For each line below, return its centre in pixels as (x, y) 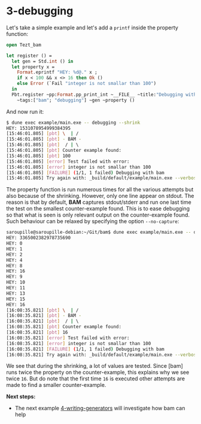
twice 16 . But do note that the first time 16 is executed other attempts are (96, 379)
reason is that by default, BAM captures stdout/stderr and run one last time (99, 202)
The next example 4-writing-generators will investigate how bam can (100, 408)
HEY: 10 (16, 282)
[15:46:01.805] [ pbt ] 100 (38, 156)
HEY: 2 (14, 254)
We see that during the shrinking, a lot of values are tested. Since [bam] (95, 366)
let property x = (33, 67)
